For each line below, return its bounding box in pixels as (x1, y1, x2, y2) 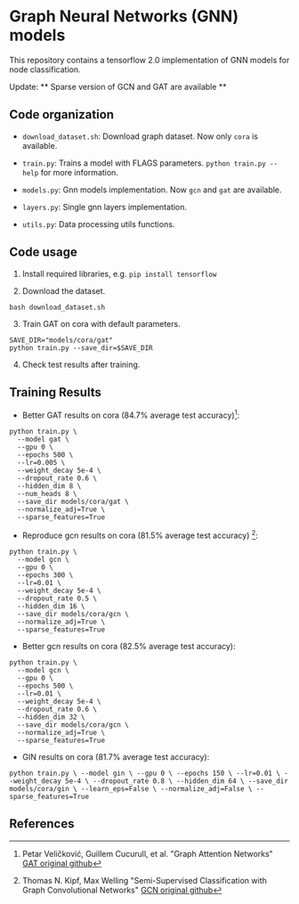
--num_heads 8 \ (17, 490, 77, 499)
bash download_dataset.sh (9, 303, 105, 312)
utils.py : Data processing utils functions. (21, 218, 175, 229)
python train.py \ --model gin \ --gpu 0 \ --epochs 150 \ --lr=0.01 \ (9, 769, 280, 778)
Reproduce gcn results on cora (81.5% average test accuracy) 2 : (21, 528, 258, 541)
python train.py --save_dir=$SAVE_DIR (9, 343, 153, 353)
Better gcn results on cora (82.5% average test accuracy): (21, 640, 236, 651)
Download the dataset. (21, 285, 106, 296)
